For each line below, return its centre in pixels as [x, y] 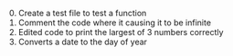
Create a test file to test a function [82, 13]
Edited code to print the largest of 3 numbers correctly [121, 32]
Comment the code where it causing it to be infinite [115, 23]
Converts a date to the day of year [83, 42]
